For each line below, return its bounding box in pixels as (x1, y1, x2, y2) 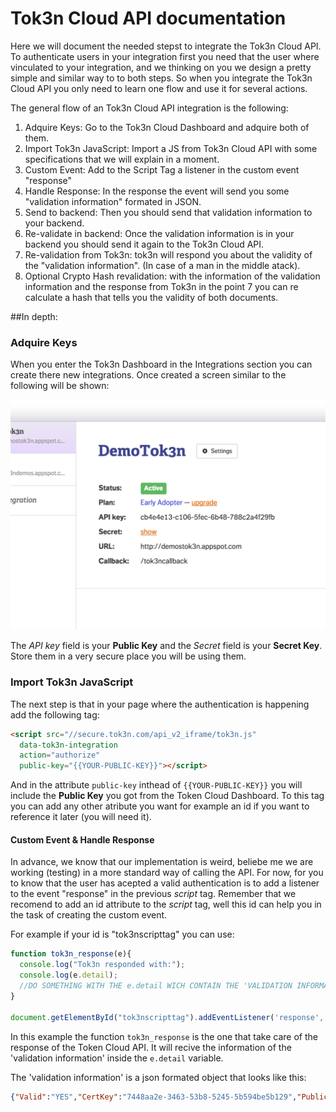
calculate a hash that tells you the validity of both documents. (24, 291, 279, 303)
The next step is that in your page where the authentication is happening (10, 698, 310, 710)
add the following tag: (10, 708, 100, 721)
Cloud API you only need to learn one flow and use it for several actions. (10, 82, 308, 94)
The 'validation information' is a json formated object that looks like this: (10, 1071, 307, 1083)
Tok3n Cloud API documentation (10, 7, 287, 30)
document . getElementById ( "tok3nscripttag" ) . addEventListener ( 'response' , (10, 1012, 325, 1022)
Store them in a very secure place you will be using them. (10, 650, 247, 662)
